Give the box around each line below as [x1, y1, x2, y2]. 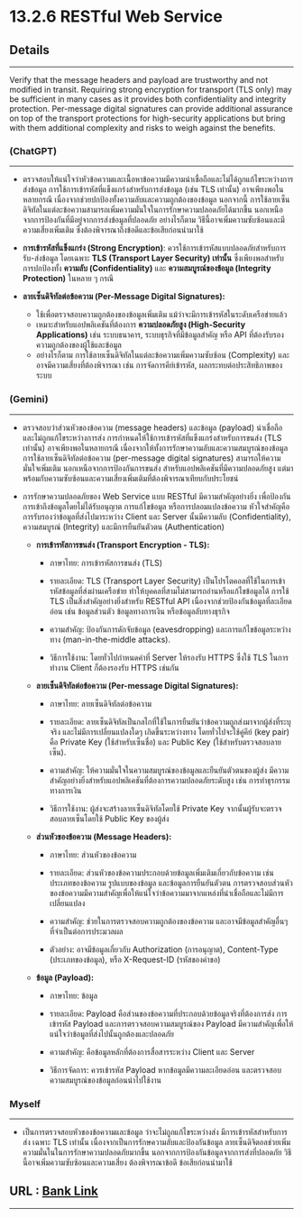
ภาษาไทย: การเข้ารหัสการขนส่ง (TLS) [49, 557, 163, 568]
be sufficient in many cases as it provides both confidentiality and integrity [9, 94, 287, 105]
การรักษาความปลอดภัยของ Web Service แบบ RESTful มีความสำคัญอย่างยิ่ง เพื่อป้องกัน [22, 490, 291, 501]
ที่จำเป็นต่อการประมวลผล [49, 926, 124, 937]
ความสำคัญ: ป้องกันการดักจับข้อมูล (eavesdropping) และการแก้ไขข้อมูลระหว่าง [49, 624, 291, 635]
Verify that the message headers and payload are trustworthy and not [9, 75, 269, 85]
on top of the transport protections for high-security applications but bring [9, 113, 286, 124]
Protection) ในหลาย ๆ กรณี [22, 273, 115, 284]
